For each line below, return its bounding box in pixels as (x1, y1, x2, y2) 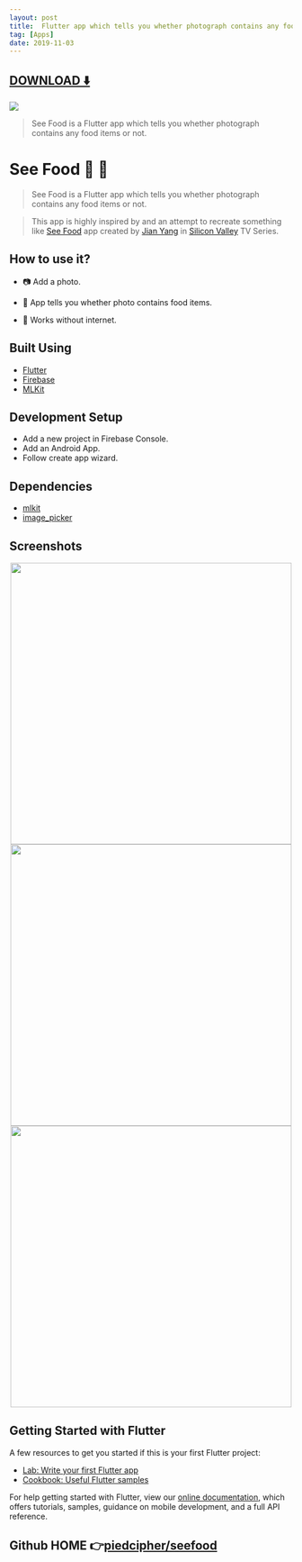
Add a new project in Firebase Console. (22, 433, 169, 444)
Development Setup (9, 410, 123, 425)
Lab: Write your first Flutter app (22, 1465, 139, 1476)
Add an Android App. (22, 443, 101, 454)
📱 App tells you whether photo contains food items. (22, 296, 213, 307)
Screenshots (9, 538, 83, 554)
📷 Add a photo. (22, 276, 81, 286)
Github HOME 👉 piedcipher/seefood (9, 1538, 218, 1554)
